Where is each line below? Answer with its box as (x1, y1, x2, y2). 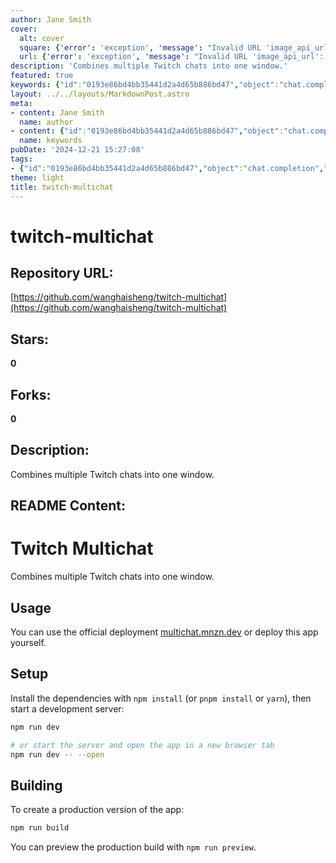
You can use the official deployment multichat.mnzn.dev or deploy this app (10, 626, 319, 638)
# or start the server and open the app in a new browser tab (10, 740, 275, 750)
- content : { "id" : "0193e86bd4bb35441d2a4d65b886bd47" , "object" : (10, 126, 284, 136)
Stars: (10, 331, 50, 348)
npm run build (10, 823, 70, 833)
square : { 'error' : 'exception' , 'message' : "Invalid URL (19, 42, 262, 53)
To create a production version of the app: (10, 804, 185, 816)
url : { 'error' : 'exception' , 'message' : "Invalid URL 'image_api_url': (19, 52, 325, 62)
